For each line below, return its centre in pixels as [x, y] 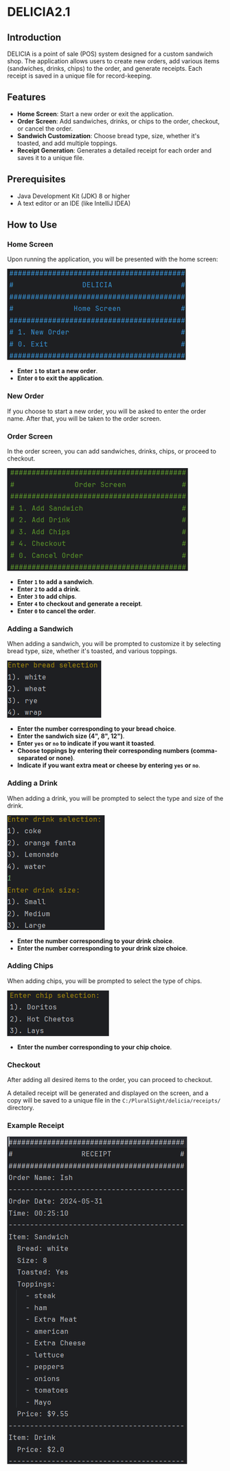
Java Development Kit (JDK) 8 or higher [73, 196]
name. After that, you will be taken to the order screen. [84, 418]
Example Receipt [36, 1126]
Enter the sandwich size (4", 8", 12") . [71, 736]
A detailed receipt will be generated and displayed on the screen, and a [108, 1093]
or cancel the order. [45, 129]
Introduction [34, 37]
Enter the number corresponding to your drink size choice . [102, 948]
